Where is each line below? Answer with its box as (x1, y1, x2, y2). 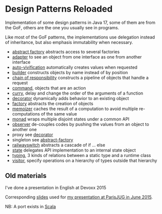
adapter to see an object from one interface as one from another (12, 54, 142, 59)
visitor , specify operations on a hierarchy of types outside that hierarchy (12, 157, 158, 163)
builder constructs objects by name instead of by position (12, 69, 128, 75)
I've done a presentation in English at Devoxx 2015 (5, 184, 106, 191)
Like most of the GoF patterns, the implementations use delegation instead (5, 34, 155, 40)
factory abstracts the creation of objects (12, 100, 94, 106)
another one (12, 126, 37, 132)
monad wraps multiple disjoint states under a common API (12, 116, 130, 122)
